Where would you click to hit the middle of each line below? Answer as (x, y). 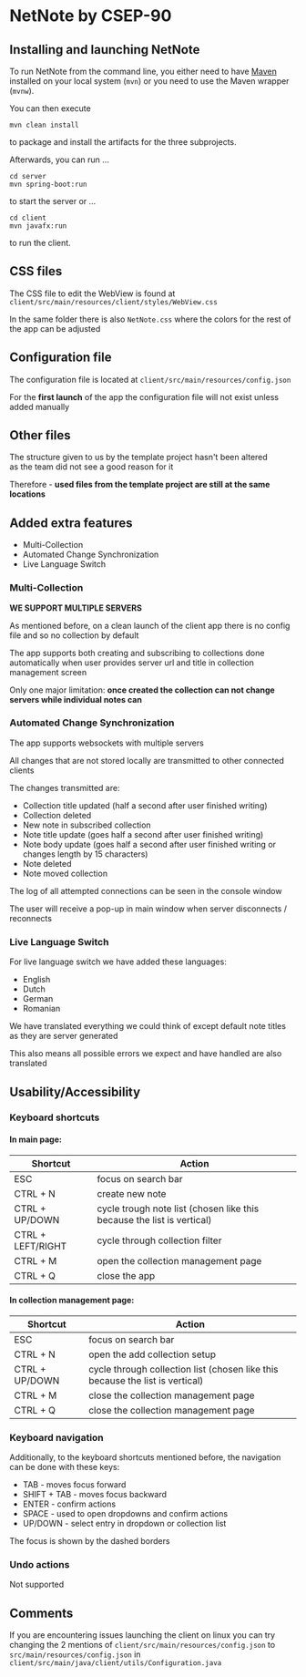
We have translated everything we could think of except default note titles (148, 1026)
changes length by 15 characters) (85, 854)
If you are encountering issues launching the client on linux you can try (143, 1635)
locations (27, 494)
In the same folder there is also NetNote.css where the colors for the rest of (150, 319)
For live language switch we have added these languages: (118, 962)
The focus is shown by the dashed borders (90, 1541)
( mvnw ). (22, 91)
